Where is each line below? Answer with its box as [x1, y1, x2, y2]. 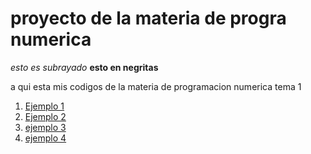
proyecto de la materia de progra [10, 7, 287, 30]
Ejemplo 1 [24, 100, 65, 112]
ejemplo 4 [24, 132, 67, 144]
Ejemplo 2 [24, 110, 67, 122]
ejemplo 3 [24, 121, 67, 133]
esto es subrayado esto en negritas [10, 61, 159, 73]
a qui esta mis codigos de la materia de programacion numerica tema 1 [10, 80, 302, 92]
